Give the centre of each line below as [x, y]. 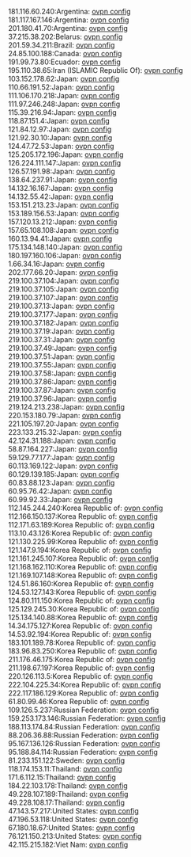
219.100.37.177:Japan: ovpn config [63, 314]
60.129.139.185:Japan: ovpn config [64, 474]
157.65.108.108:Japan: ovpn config [64, 230]
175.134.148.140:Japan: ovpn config [65, 247]
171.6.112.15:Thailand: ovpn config [62, 777]
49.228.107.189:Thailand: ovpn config [68, 794]
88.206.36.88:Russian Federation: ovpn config [84, 735]
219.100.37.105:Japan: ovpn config [64, 289]
